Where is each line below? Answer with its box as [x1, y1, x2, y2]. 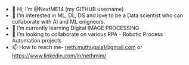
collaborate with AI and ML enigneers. [11, 18, 106, 25]
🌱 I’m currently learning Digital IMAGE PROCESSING [11, 24, 140, 31]
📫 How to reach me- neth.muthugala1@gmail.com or [11, 44, 142, 50]
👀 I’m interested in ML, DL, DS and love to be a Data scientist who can [11, 12, 184, 19]
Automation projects [11, 37, 62, 44]
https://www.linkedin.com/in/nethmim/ [11, 52, 107, 59]
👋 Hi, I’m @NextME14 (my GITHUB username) [11, 6, 124, 12]
